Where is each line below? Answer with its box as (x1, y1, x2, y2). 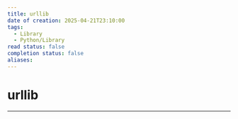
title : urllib (7, 10, 50, 18)
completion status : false (7, 50, 84, 57)
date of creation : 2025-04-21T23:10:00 (7, 17, 125, 24)
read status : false (7, 43, 65, 50)
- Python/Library (13, 37, 65, 44)
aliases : (7, 57, 33, 64)
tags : (7, 23, 23, 30)
